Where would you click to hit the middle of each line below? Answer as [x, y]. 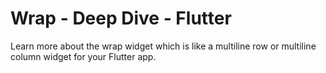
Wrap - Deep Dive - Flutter [121, 18]
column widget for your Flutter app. [83, 56]
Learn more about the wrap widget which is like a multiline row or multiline [163, 46]
